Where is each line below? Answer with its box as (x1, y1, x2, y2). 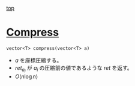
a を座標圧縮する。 (14, 57, 62, 64)
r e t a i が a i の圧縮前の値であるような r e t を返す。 (14, 64, 133, 74)
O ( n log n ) (14, 73, 38, 80)
